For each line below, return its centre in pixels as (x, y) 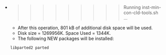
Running (132, 7)
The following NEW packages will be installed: (66, 38)
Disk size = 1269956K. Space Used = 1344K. (64, 33)
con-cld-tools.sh (141, 13)
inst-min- (151, 7)
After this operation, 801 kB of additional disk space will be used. (85, 28)
